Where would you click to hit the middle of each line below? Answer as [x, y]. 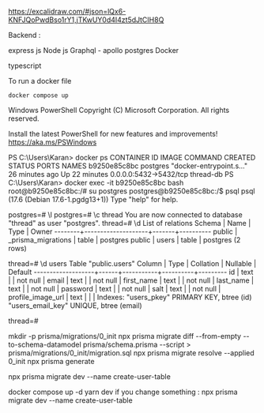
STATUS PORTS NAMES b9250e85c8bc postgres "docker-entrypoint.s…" [128, 166]
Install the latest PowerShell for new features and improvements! [113, 134]
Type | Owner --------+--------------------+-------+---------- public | [123, 231]
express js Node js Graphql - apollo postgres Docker [94, 50]
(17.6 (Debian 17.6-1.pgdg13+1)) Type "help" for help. [93, 199]
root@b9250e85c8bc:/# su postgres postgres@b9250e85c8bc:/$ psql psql [132, 191]
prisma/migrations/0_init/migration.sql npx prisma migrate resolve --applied [131, 353]
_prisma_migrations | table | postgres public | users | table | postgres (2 [124, 240]
